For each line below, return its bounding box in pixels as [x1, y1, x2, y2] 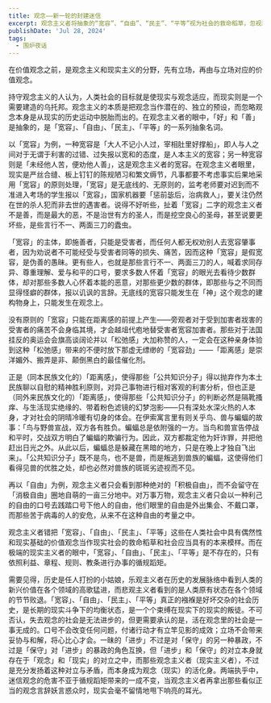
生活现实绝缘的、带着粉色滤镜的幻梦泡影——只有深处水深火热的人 [29, 402, 248, 412]
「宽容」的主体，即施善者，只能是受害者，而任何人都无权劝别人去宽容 [8, 237, 242, 247]
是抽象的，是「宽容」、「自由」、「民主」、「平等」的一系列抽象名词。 [8, 123, 227, 132]
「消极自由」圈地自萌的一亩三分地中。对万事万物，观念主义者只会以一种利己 [8, 490, 263, 500]
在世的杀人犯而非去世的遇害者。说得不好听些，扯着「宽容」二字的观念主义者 [8, 200, 263, 210]
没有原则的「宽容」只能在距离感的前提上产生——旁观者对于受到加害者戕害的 [8, 315, 263, 325]
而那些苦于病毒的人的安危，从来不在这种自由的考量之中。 [8, 510, 199, 520]
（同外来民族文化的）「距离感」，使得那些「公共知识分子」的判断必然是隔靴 [8, 393, 256, 402]
